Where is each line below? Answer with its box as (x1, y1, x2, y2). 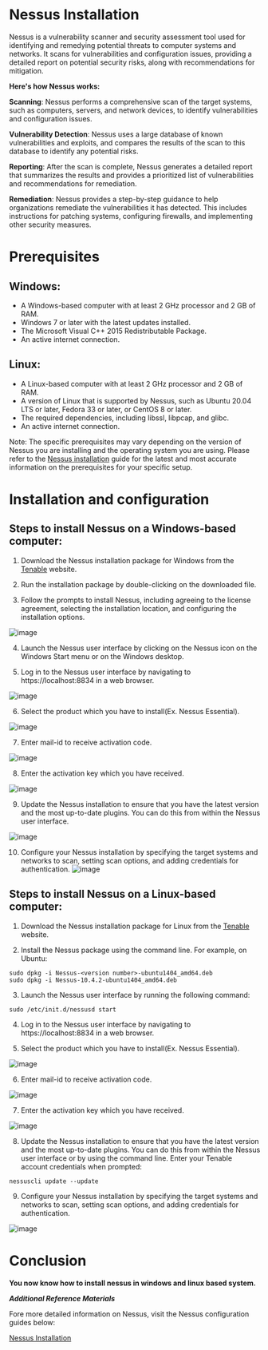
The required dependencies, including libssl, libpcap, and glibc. (20, 413, 230, 423)
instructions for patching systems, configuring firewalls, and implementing (9, 211, 254, 220)
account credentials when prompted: (20, 1161, 143, 1171)
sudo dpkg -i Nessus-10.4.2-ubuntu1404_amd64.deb (9, 976, 178, 984)
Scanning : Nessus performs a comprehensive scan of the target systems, (9, 97, 253, 106)
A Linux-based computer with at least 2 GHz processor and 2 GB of (20, 379, 243, 388)
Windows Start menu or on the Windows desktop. (20, 651, 184, 661)
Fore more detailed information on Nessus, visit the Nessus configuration (9, 1308, 250, 1319)
